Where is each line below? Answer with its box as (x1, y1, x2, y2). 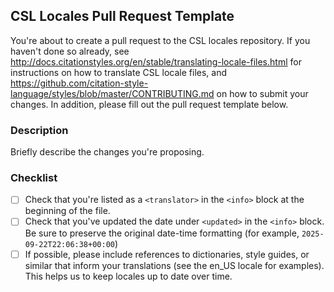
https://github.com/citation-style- (10, 77, 149, 89)
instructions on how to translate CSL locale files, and (10, 66, 228, 78)
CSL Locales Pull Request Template (10, 8, 235, 25)
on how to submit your (216, 87, 309, 99)
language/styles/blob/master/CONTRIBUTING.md (10, 87, 215, 99)
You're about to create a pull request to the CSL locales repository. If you (10, 34, 311, 46)
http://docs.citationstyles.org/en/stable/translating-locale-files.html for (10, 55, 302, 68)
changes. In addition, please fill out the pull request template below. (10, 98, 289, 110)
